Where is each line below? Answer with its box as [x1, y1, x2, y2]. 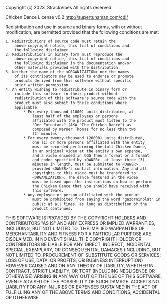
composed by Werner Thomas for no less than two [32, 127, 136, 132]
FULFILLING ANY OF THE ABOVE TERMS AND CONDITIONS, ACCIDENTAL [5, 289, 161, 295]
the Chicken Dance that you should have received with [32, 184, 150, 189]
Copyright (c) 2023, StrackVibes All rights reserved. [5, 5, 113, 10]
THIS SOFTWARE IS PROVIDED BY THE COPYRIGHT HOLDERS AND [5, 215, 147, 221]
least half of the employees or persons [32, 114, 118, 119]
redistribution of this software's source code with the [14, 96, 136, 101]
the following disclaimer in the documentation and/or [14, 61, 132, 66]
